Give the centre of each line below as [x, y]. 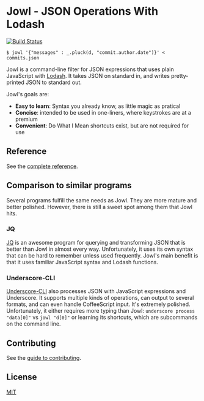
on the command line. [34, 324]
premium [26, 119]
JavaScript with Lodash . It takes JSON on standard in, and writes [88, 75]
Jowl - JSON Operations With [82, 11]
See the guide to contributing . [44, 357]
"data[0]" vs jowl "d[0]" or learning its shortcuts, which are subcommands [102, 318]
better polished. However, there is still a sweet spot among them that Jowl [99, 207]
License [22, 377]
